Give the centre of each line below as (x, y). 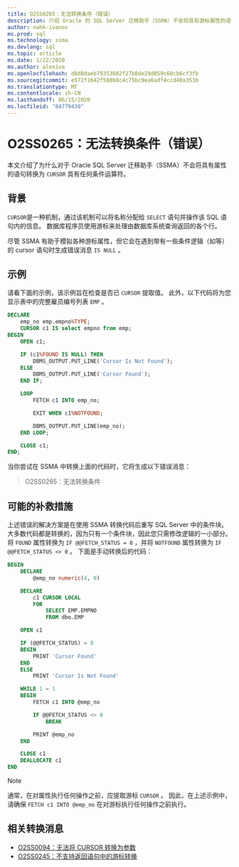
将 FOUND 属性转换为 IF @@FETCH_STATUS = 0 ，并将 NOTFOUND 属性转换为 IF (115, 543)
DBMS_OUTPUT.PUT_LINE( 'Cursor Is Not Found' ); (103, 361)
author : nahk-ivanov (38, 27)
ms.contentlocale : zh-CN (44, 93)
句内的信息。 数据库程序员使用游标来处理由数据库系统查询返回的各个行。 (114, 225)
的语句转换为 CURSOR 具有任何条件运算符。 (69, 174)
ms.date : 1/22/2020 (36, 60)
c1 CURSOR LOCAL (57, 597)
